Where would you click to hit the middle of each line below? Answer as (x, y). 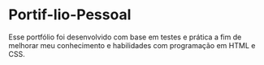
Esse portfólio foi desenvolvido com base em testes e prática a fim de (125, 37)
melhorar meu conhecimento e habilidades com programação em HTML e (132, 45)
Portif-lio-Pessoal (70, 15)
